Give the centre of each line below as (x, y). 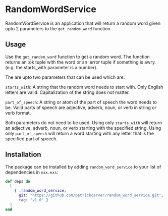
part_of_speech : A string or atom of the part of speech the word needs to (81, 102)
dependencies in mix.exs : (32, 172)
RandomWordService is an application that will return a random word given (83, 23)
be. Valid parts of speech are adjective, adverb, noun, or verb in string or (81, 107)
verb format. (18, 113)
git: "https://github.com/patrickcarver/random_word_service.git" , (91, 195)
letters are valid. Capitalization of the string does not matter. (68, 92)
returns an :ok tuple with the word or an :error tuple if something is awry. (81, 62)
